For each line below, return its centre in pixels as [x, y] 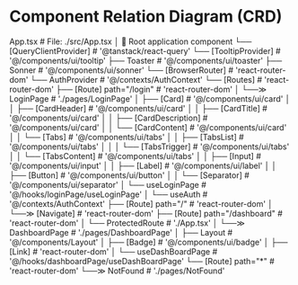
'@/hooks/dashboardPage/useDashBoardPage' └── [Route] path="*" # [142, 261]
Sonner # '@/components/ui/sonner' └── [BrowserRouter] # [122, 70]
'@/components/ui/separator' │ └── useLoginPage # [108, 184]
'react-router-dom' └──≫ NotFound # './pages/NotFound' [117, 271]
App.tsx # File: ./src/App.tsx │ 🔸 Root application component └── [131, 41]
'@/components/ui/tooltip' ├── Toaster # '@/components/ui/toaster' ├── [146, 60]
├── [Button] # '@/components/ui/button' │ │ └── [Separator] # [129, 175]
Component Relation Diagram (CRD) [146, 17]
